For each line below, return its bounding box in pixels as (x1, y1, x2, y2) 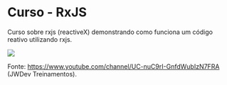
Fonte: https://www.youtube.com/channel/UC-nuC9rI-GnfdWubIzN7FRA (7, 62, 220, 71)
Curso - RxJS (7, 4, 88, 21)
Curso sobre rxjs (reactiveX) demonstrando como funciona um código (7, 28, 213, 36)
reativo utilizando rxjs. (7, 35, 73, 43)
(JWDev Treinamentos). (7, 69, 77, 78)
